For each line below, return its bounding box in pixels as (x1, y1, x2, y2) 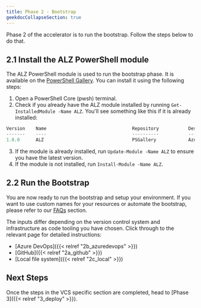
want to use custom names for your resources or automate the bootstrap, (6, 200, 187, 207)
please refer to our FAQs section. (6, 207, 88, 214)
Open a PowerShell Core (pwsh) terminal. (14, 95, 117, 102)
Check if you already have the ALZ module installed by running (14, 101, 170, 109)
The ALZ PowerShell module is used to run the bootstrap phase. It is (6, 70, 174, 78)
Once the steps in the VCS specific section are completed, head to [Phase (6, 289, 189, 296)
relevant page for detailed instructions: (6, 231, 102, 238)
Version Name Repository (6, 125, 160, 132)
